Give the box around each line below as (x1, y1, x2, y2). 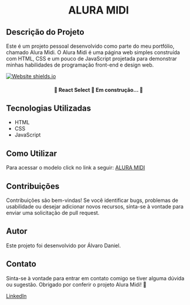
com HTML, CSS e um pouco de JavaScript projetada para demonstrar (6, 55, 177, 62)
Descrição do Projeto (6, 27, 84, 37)
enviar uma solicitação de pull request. (6, 210, 100, 217)
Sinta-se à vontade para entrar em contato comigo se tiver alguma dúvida (6, 274, 185, 281)
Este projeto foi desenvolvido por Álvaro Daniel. (6, 242, 121, 249)
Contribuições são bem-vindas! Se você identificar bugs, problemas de (6, 197, 179, 204)
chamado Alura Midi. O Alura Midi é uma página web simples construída (6, 49, 180, 56)
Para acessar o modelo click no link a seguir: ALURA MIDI (6, 164, 145, 171)
